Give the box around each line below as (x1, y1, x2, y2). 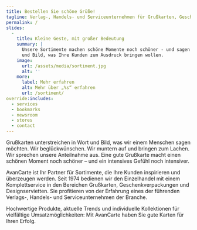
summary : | (16, 42, 43, 47)
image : (16, 57, 33, 63)
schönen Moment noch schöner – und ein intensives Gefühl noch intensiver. (6, 157, 189, 164)
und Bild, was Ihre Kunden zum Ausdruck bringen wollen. (21, 52, 164, 58)
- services (11, 101, 38, 107)
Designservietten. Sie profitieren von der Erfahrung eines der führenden (6, 188, 180, 194)
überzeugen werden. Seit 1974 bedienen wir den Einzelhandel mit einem (6, 175, 181, 182)
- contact (11, 123, 35, 129)
